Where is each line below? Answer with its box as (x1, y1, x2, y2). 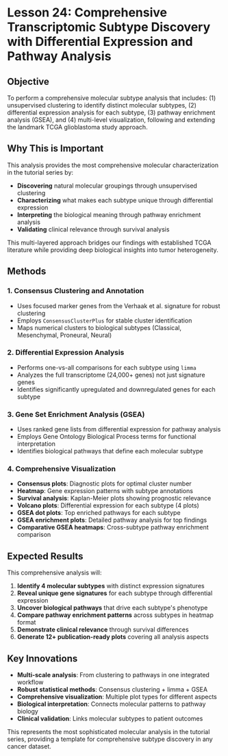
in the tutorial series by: (7, 168, 74, 176)
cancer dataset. (7, 742, 51, 751)
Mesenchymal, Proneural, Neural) (16, 331, 112, 339)
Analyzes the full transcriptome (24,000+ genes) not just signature (16, 370, 205, 379)
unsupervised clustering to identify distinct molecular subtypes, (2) (7, 101, 197, 109)
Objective (7, 75, 50, 87)
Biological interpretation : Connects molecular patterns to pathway (16, 700, 206, 708)
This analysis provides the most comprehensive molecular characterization (7, 161, 219, 169)
